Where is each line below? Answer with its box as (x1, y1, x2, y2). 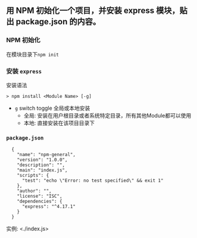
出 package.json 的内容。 (6, 17, 101, 27)
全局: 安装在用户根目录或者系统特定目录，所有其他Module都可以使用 (23, 112, 192, 119)
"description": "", (17, 162, 65, 168)
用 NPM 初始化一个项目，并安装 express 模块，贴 (6, 5, 187, 16)
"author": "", (17, 188, 52, 194)
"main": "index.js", (17, 167, 68, 173)
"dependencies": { (17, 198, 62, 205)
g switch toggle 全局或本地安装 (14, 104, 90, 112)
